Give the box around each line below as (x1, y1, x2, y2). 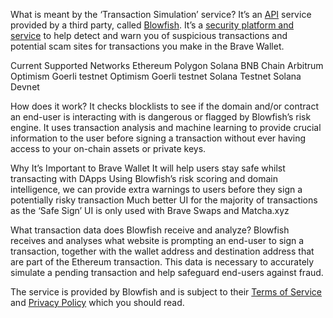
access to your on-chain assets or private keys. (10, 143, 207, 154)
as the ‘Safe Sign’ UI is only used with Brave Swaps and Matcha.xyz (10, 205, 290, 216)
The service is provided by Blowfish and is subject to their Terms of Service (10, 286, 323, 298)
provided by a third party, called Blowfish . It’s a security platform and (10, 19, 295, 31)
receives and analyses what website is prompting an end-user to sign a (10, 235, 305, 246)
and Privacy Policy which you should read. (10, 297, 185, 308)
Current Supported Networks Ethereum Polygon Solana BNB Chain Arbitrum (10, 60, 324, 71)
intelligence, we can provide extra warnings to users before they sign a (10, 184, 303, 195)
